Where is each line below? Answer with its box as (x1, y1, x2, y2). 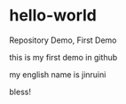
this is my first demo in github (9, 52, 118, 62)
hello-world (9, 5, 98, 26)
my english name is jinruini (9, 68, 106, 80)
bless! (9, 86, 31, 97)
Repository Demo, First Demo (9, 35, 117, 45)
